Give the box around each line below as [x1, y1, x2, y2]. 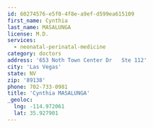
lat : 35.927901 [13, 110, 59, 117]
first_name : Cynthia [7, 17, 69, 24]
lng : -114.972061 [13, 103, 65, 110]
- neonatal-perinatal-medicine [13, 43, 106, 50]
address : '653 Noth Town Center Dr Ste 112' [7, 57, 147, 64]
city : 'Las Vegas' [7, 63, 62, 70]
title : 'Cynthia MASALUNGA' [7, 90, 91, 97]
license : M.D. [7, 30, 50, 38]
